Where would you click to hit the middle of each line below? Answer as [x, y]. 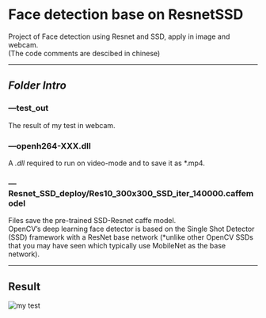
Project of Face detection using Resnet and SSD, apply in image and [119, 36]
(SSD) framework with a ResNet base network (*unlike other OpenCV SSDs [131, 237]
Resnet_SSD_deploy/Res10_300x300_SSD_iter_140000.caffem [131, 193]
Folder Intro [38, 86]
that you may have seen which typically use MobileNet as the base [117, 246]
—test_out [28, 108]
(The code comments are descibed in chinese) [84, 53]
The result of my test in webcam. [62, 125]
